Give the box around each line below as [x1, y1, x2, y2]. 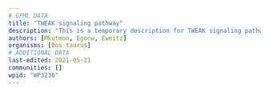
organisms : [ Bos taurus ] [8, 42, 91, 50]
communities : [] [8, 64, 62, 72]
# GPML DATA [8, 11, 48, 20]
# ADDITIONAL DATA [8, 49, 70, 57]
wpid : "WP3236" [8, 71, 59, 79]
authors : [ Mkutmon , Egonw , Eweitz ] [8, 34, 127, 42]
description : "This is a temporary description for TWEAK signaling [8, 26, 242, 34]
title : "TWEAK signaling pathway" [8, 19, 124, 27]
